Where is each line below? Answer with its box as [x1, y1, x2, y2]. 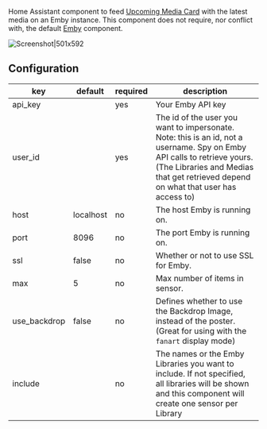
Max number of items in [155, 272, 244, 284]
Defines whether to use [155, 296, 243, 307]
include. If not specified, [155, 368, 246, 379]
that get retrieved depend [155, 171, 251, 182]
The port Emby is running [155, 226, 250, 238]
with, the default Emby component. [8, 24, 123, 33]
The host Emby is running [155, 204, 251, 215]
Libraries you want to [155, 357, 234, 369]
